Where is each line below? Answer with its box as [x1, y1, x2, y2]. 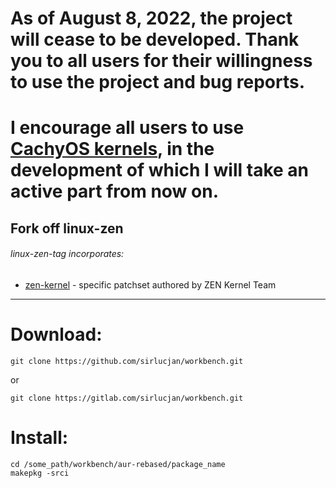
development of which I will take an [10, 159, 309, 182]
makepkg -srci [10, 468, 70, 478]
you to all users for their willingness [10, 50, 313, 72]
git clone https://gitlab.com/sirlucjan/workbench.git [10, 393, 244, 403]
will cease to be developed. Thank [10, 28, 300, 51]
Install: [10, 427, 69, 449]
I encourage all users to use [10, 117, 245, 139]
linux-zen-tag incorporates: [10, 248, 125, 260]
